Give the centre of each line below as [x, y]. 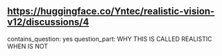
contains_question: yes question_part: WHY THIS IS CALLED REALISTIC [110, 39]
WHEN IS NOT [28, 46]
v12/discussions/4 [48, 22]
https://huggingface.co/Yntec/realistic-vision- [111, 11]
